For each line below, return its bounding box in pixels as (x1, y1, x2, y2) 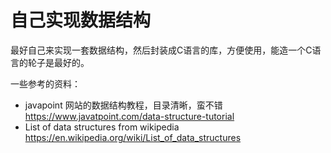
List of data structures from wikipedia (24, 121, 180, 133)
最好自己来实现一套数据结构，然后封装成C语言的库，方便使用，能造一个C (10, 44, 313, 56)
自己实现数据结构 (10, 9, 152, 32)
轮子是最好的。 (27, 56, 90, 68)
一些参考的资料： (10, 77, 81, 90)
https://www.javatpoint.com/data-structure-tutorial (24, 110, 235, 122)
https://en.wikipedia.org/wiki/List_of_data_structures (24, 131, 242, 143)
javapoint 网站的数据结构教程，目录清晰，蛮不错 (24, 99, 223, 111)
